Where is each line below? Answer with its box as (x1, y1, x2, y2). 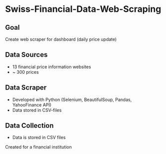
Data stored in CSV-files (12, 107, 62, 113)
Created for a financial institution (5, 144, 72, 150)
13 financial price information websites (12, 63, 91, 70)
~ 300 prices (12, 69, 39, 75)
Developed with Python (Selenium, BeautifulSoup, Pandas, (12, 97, 132, 103)
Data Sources (5, 51, 48, 59)
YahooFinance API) (12, 102, 52, 107)
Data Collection (5, 121, 54, 130)
